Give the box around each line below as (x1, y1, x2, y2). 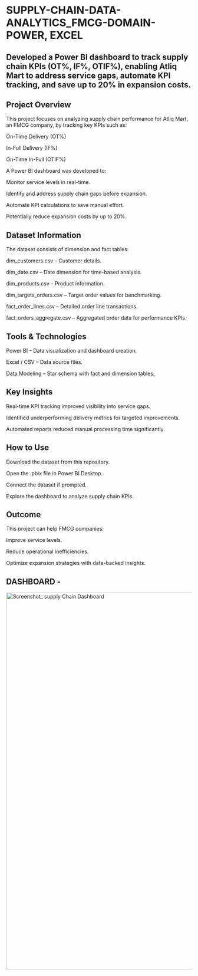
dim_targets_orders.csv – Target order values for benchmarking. (6, 291, 162, 298)
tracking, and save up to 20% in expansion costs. (6, 80, 192, 90)
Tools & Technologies (6, 331, 87, 341)
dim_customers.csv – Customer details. (6, 257, 102, 264)
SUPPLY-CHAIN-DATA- (6, 4, 121, 17)
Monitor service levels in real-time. (6, 179, 90, 186)
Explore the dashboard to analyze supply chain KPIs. (6, 492, 134, 499)
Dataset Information (6, 230, 81, 240)
